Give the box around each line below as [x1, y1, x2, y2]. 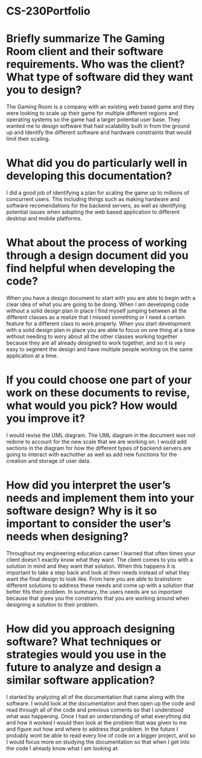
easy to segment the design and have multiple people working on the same [6, 346, 193, 352]
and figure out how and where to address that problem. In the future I [6, 725, 178, 733]
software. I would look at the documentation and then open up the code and [6, 699, 195, 707]
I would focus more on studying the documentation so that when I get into [6, 738, 190, 745]
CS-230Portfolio [6, 4, 90, 18]
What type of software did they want [6, 71, 194, 84]
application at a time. [6, 352, 58, 359]
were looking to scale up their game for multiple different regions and [6, 110, 178, 117]
